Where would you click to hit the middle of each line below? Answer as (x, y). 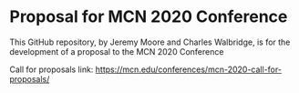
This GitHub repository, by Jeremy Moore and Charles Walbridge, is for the (150, 42)
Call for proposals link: (52, 69)
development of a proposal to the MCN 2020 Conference (117, 51)
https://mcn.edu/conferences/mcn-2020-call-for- (189, 69)
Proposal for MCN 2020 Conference (149, 17)
